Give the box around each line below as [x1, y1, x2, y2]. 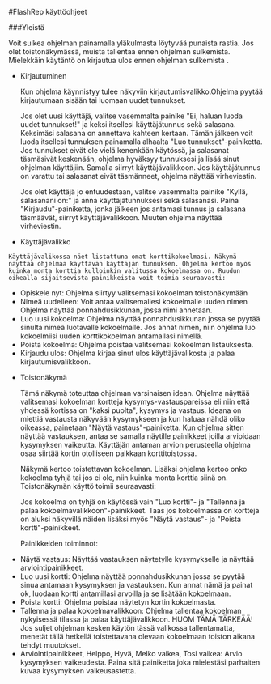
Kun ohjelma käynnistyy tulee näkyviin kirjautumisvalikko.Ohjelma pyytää [19, 87, 263, 96]
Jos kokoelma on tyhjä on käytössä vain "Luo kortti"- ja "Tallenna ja [19, 497, 246, 507]
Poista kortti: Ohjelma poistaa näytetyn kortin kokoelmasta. [19, 597, 217, 606]
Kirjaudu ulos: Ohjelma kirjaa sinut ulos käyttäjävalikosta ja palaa [19, 348, 235, 358]
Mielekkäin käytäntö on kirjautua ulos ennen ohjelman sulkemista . [8, 56, 229, 65]
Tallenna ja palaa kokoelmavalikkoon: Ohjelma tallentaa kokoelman [19, 606, 242, 615]
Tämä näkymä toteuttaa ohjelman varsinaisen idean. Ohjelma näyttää [19, 389, 250, 397]
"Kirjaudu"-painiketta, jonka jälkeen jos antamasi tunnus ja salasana [19, 204, 247, 214]
